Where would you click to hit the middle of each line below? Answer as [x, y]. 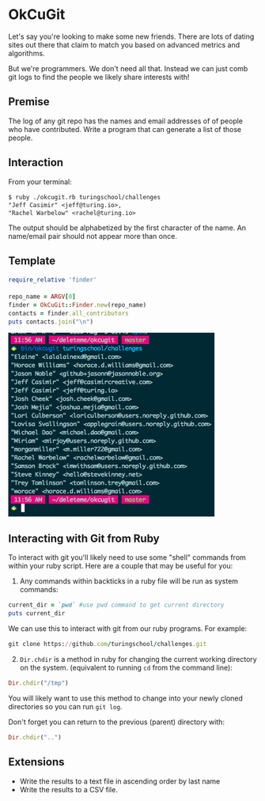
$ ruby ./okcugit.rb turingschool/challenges [84, 197]
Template [32, 261]
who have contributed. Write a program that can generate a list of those [125, 129]
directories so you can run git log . [65, 706]
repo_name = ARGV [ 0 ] [42, 297]
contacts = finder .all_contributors [68, 313]
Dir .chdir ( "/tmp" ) [38, 683]
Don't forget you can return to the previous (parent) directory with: [117, 722]
